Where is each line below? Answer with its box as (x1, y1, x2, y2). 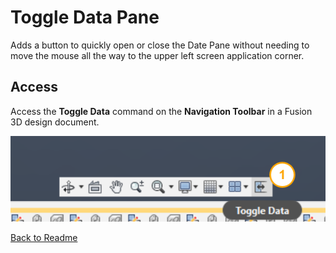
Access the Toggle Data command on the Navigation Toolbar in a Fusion (10, 105, 313, 117)
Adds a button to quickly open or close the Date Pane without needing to (10, 39, 310, 51)
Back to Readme (10, 232, 78, 244)
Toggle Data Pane (10, 6, 160, 29)
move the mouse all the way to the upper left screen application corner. (10, 49, 305, 61)
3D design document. (10, 116, 100, 128)
